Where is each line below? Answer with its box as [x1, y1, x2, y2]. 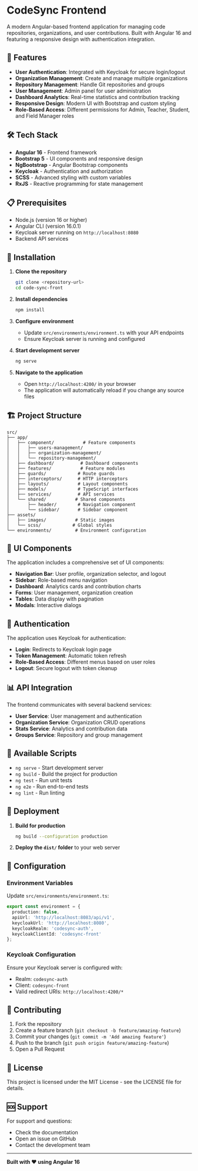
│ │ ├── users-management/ [6, 445, 83, 451]
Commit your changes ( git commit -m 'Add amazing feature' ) [15, 1033, 166, 1040]
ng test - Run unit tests [15, 776, 73, 783]
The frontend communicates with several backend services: [6, 701, 152, 708]
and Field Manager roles [15, 112, 75, 119]
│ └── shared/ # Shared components [6, 496, 126, 502]
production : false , [12, 909, 60, 915]
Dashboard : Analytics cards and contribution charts [15, 583, 142, 590]
